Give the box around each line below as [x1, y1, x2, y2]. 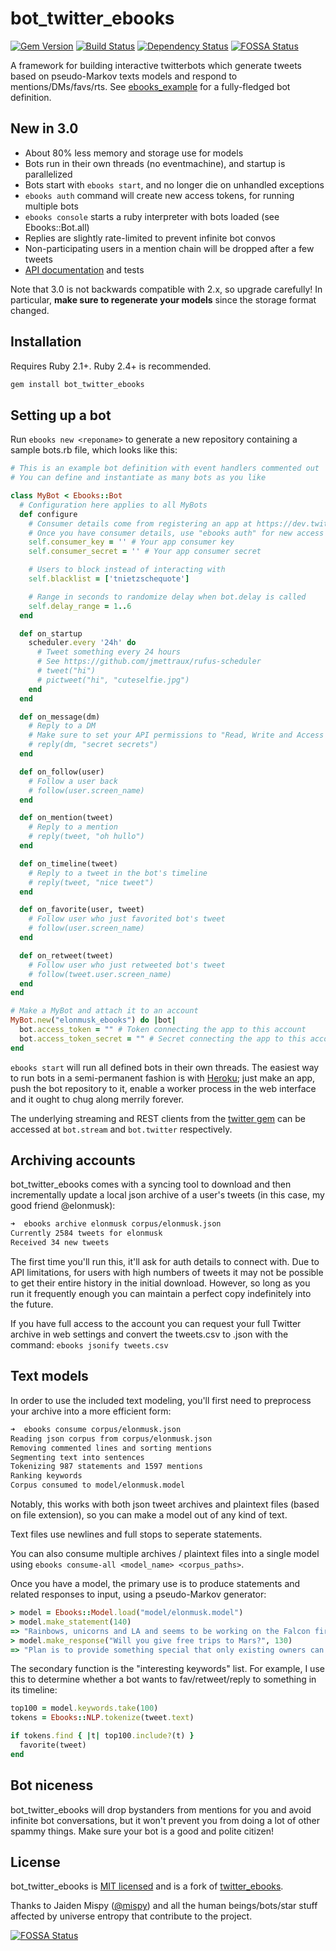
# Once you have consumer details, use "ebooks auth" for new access [28, 528, 325, 538]
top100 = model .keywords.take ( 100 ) [10, 1703, 159, 1714]
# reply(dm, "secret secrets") [28, 740, 159, 750]
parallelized [24, 168, 73, 180]
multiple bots [24, 200, 79, 212]
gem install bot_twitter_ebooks [10, 379, 145, 389]
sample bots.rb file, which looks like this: [10, 444, 178, 456]
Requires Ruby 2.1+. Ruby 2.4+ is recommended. [10, 360, 212, 372]
